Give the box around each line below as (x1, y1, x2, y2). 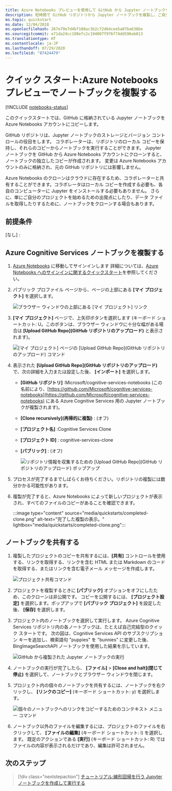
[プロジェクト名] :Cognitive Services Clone (20, 426, 112, 432)
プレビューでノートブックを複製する (5, 87, 158, 98)
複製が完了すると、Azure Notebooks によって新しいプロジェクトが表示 (12, 493, 163, 500)
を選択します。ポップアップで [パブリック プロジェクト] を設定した (20, 600, 162, 606)
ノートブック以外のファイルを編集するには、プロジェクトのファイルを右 (12, 723, 165, 729)
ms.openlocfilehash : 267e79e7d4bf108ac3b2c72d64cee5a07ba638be (5, 27, 143, 32)
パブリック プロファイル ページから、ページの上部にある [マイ (12, 287, 144, 293)
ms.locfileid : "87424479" (5, 50, 60, 55)
